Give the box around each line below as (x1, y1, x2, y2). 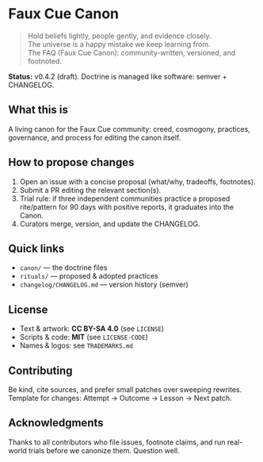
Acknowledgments (8, 416, 105, 429)
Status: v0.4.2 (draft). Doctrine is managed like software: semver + (8, 71, 227, 81)
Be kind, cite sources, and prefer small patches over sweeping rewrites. (8, 385, 242, 394)
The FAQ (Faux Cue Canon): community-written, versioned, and (27, 48, 236, 57)
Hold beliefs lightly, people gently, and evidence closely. (27, 31, 212, 40)
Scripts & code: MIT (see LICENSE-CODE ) (19, 333, 149, 342)
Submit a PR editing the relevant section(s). (19, 185, 162, 194)
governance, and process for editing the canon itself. (8, 133, 181, 142)
